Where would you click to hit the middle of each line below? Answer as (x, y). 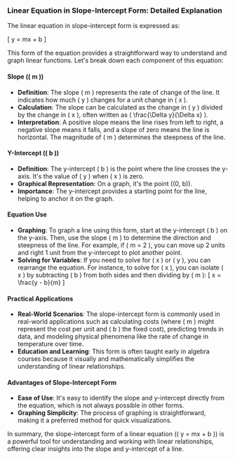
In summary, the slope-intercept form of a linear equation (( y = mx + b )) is (116, 434)
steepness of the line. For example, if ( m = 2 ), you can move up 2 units (121, 245)
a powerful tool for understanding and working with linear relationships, (110, 442)
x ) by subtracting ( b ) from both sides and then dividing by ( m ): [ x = (119, 275)
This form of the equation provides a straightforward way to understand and (117, 53)
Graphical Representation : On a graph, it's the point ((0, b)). (105, 183)
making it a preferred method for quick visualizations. (95, 421)
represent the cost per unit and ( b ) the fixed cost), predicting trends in (121, 329)
